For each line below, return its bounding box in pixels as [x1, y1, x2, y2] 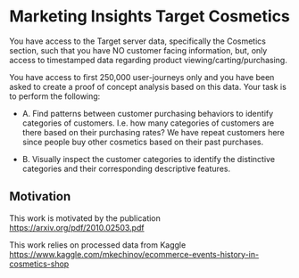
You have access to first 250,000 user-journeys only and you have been [9, 71, 275, 82]
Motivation [9, 189, 71, 204]
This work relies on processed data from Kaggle [9, 239, 187, 250]
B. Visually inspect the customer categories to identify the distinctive [21, 153, 275, 164]
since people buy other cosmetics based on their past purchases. [21, 136, 264, 147]
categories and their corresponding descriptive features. [21, 163, 230, 174]
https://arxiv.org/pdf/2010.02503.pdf [9, 222, 145, 233]
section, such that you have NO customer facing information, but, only [9, 45, 268, 55]
